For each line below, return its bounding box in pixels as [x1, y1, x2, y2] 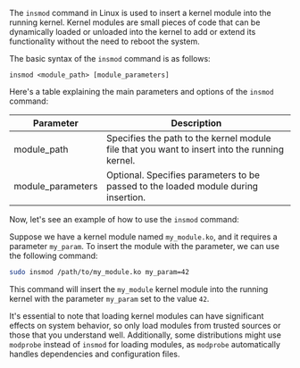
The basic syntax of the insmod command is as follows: [9, 54, 212, 63]
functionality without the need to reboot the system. [9, 36, 200, 46]
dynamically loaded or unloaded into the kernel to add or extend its [9, 27, 256, 37]
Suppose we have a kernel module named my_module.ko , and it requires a [9, 231, 279, 242]
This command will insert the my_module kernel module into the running [9, 283, 269, 294]
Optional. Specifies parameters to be [106, 169, 261, 181]
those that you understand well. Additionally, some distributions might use [9, 330, 281, 340]
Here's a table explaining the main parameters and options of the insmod [9, 87, 274, 96]
